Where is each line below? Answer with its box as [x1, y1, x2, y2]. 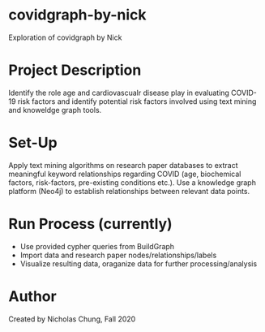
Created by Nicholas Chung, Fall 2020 [8, 314, 136, 324]
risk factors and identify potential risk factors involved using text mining [17, 96, 257, 106]
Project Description [8, 61, 142, 80]
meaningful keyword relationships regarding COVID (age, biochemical [8, 169, 241, 179]
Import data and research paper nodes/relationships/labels [19, 250, 217, 260]
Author [8, 287, 57, 305]
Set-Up [8, 134, 58, 152]
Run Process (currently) [8, 215, 173, 233]
